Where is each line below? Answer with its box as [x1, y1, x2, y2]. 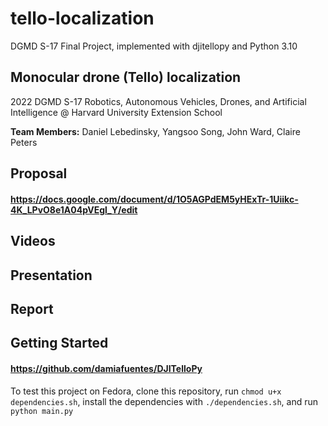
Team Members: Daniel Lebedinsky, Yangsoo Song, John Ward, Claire [10, 125, 301, 137]
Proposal [10, 165, 68, 182]
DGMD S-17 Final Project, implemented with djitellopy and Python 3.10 [10, 40, 298, 52]
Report [10, 300, 54, 317]
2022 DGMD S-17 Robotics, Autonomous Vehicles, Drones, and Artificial [10, 95, 307, 107]
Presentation [10, 267, 93, 284]
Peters [10, 136, 38, 148]
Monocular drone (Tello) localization [10, 69, 242, 86]
